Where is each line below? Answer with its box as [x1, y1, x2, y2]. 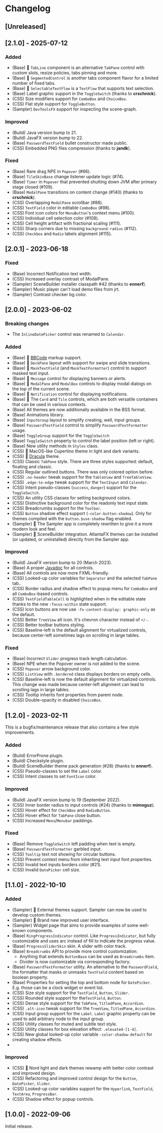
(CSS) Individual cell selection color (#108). [12, 215, 99, 221]
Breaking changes [5, 320, 49, 327]
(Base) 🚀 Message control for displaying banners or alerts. [12, 375, 127, 381]
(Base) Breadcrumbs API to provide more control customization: [12, 948, 138, 954]
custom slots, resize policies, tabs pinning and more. [12, 70, 118, 76]
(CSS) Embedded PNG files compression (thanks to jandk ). [12, 145, 131, 151]
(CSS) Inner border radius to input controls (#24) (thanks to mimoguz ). [12, 802, 155, 808]
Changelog [5, 3, 51, 14]
